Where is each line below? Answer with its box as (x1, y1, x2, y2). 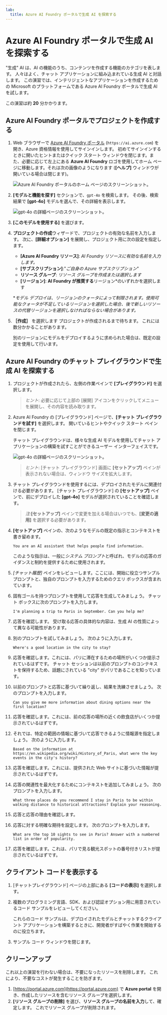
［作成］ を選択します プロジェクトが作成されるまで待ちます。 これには (12, 318, 160, 324)
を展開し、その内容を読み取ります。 (25, 404, 99, 410)
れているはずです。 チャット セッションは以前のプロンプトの (12, 661, 137, 667)
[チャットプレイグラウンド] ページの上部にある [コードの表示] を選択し (12, 882, 158, 888)
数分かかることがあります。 (12, 324, 69, 330)
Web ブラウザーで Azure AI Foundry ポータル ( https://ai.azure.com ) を (12, 140, 159, 146)
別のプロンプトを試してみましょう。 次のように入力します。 (12, 635, 135, 641)
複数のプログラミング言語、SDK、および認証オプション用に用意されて (12, 899, 157, 905)
